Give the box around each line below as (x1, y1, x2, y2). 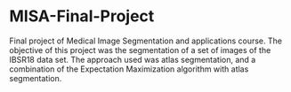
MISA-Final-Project (9, 6, 155, 27)
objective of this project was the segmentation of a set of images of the (9, 44, 271, 55)
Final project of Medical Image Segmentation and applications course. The (9, 35, 283, 46)
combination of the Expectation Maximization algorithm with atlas (9, 64, 249, 74)
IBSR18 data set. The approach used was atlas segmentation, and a (9, 54, 256, 65)
